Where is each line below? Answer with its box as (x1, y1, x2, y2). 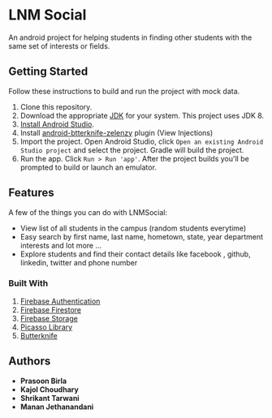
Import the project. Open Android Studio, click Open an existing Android (19, 136, 264, 146)
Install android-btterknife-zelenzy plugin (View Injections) (19, 127, 214, 137)
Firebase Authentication (19, 296, 101, 306)
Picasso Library (19, 322, 73, 332)
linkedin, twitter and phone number (19, 257, 138, 267)
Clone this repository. (19, 101, 93, 111)
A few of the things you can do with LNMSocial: (8, 207, 168, 217)
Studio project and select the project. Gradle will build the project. (19, 144, 244, 155)
